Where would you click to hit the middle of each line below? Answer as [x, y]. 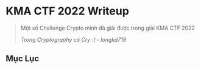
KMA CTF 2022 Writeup [67, 11]
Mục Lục [23, 59]
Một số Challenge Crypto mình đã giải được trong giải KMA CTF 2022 [108, 28]
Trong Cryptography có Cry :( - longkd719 [73, 39]
